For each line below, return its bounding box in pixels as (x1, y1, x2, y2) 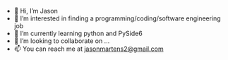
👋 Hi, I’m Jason (13, 7, 58, 15)
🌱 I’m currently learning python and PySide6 (13, 29, 143, 37)
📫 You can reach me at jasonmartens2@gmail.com (13, 44, 164, 53)
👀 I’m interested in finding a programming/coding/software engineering (13, 14, 221, 23)
